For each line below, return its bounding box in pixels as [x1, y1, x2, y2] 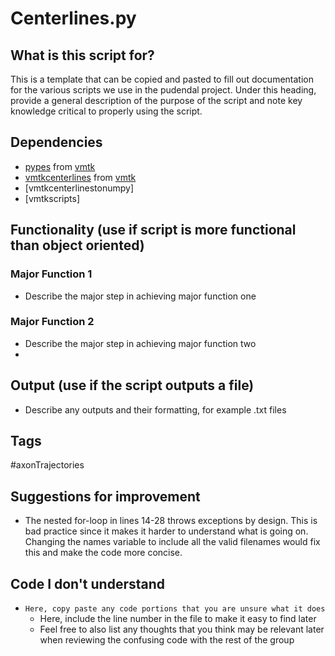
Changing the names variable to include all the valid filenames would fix [24, 536, 321, 548]
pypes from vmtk [24, 160, 96, 172]
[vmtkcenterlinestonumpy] [24, 182, 135, 194]
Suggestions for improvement [10, 488, 201, 505]
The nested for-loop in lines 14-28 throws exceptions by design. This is [24, 515, 318, 527]
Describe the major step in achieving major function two [24, 337, 257, 349]
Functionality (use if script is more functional [10, 222, 297, 239]
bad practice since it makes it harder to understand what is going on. [24, 525, 309, 537]
